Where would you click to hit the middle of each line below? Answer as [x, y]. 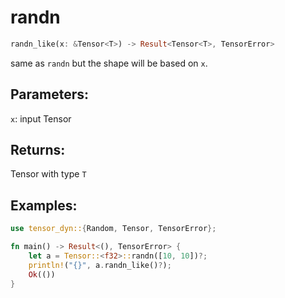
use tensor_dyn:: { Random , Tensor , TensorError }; [113, 229]
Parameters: [49, 94]
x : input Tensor [41, 118]
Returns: [38, 150]
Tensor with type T [48, 174]
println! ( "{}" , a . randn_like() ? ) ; [100, 265]
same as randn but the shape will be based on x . [109, 63]
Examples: [44, 205]
